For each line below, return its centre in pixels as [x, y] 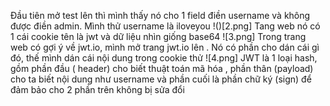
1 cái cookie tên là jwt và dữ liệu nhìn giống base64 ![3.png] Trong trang [158, 36]
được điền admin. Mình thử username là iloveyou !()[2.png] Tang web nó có [165, 26]
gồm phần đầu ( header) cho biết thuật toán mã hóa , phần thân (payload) [162, 68]
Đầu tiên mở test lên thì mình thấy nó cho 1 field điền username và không [160, 15]
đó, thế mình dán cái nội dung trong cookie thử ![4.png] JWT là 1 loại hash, [164, 58]
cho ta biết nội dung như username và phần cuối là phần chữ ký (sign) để [161, 79]
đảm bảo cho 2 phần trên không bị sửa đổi [97, 89]
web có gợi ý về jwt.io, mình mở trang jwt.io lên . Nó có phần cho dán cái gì [165, 47]
